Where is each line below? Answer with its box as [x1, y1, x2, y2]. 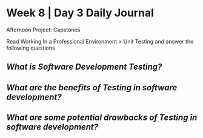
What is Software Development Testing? [6, 62, 162, 72]
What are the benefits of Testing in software [6, 82, 178, 93]
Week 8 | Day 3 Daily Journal [6, 6, 155, 20]
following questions [6, 44, 56, 51]
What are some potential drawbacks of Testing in [6, 113, 198, 123]
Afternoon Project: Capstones [6, 26, 81, 33]
